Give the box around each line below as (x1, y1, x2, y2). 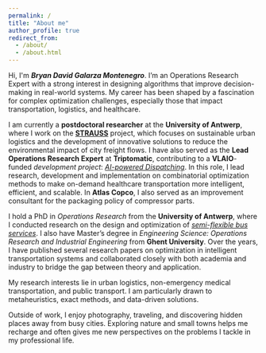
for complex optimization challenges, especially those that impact (8, 96, 223, 105)
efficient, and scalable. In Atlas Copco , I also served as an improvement (8, 188, 244, 197)
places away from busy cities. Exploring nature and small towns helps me (8, 319, 249, 328)
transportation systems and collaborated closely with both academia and (8, 254, 247, 263)
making (8, 88, 33, 96)
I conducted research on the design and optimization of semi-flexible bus (8, 220, 249, 229)
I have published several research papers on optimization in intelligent (8, 245, 237, 255)
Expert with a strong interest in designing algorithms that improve (8, 79, 222, 88)
